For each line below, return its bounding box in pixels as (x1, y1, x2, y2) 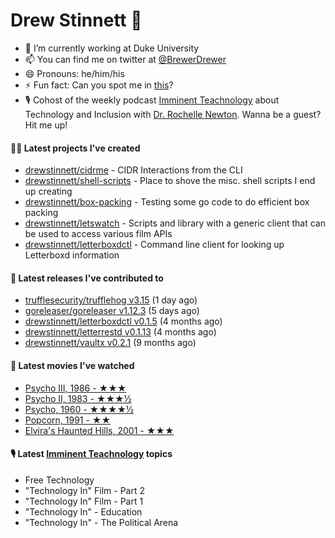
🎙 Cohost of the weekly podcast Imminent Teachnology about (24, 94, 280, 106)
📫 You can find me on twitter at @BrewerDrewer (24, 53, 227, 65)
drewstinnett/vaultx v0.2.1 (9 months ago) (24, 337, 197, 349)
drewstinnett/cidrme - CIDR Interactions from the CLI (24, 164, 243, 176)
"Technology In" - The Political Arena (24, 516, 179, 528)
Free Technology (24, 474, 95, 486)
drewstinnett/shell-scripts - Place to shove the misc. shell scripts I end (24, 175, 316, 187)
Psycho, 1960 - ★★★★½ (24, 403, 134, 415)
